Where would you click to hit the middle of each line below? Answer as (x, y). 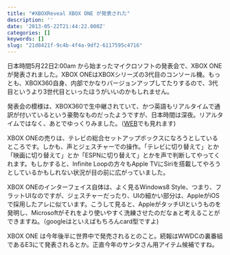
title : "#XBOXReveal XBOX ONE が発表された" (69, 13)
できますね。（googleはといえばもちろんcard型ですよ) (83, 221)
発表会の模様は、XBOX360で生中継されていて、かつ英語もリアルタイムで (111, 106)
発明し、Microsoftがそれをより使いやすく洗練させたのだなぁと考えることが (114, 213)
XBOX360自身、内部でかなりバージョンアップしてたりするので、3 (119, 83)
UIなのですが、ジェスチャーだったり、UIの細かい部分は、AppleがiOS (122, 196)
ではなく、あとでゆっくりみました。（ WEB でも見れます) (97, 123)
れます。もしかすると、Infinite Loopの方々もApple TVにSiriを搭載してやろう (114, 164)
